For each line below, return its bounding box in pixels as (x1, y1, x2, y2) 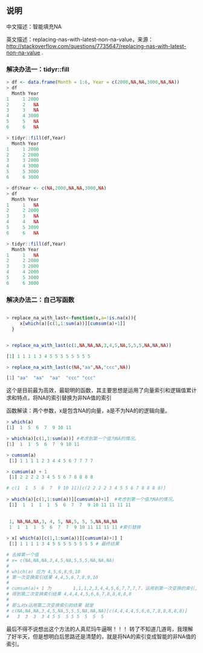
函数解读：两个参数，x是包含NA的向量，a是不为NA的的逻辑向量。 (6, 407, 170, 415)
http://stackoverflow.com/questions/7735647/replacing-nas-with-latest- (6, 42, 187, 49)
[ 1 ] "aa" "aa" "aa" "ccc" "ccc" (6, 375, 96, 381)
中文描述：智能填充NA (6, 23, 62, 30)
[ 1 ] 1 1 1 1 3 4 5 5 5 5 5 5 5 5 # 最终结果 (8, 541, 120, 547)
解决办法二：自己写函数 (6, 295, 74, 304)
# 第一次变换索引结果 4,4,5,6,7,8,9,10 (6, 574, 98, 581)
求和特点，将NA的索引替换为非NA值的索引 (6, 394, 112, 401)
